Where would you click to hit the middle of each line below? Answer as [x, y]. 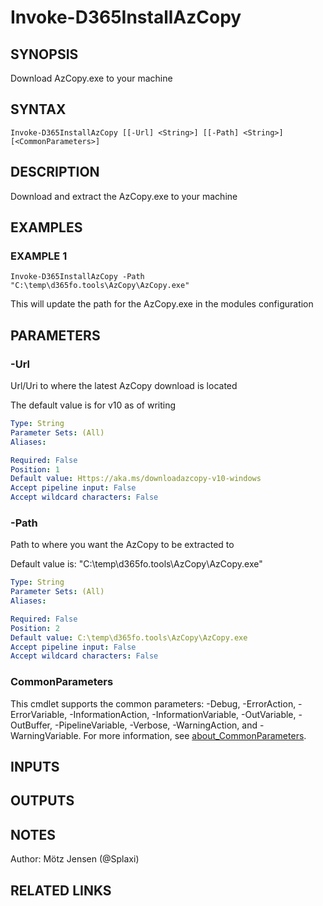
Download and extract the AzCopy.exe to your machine [124, 196]
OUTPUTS [42, 801]
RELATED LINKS [61, 890]
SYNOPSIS [44, 54]
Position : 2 [35, 628]
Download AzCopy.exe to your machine [91, 78]
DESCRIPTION [55, 172]
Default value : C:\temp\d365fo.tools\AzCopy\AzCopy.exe [129, 637]
